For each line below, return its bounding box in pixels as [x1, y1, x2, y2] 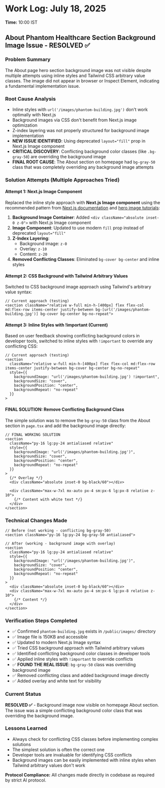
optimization [12, 122, 38, 128]
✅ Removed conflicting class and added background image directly [12, 673, 149, 679]
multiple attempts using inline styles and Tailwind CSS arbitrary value [5, 72, 145, 78]
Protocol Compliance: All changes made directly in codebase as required [5, 772, 155, 778]
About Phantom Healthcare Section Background [5, 34, 156, 42]
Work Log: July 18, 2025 [5, 3, 106, 14]
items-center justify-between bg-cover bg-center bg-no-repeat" [5, 366, 140, 371]
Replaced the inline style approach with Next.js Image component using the [5, 200, 161, 206]
